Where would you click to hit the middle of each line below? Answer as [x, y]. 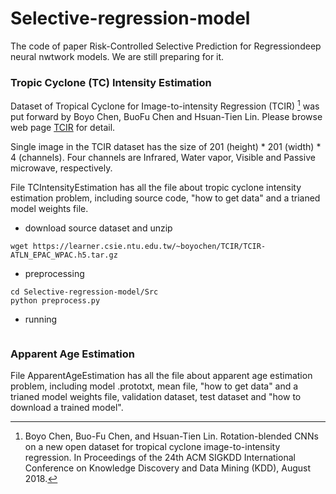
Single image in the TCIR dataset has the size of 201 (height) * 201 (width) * [166, 146]
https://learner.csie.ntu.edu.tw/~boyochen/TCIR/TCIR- [149, 246]
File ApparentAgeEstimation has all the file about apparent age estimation [161, 376]
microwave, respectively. [61, 168]
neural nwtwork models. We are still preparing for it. [117, 56]
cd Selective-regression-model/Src [84, 292]
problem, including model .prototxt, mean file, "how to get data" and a [154, 386]
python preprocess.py [55, 300]
